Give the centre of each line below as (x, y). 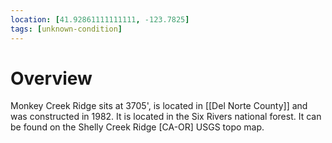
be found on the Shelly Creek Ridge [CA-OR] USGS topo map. (137, 127)
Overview (51, 78)
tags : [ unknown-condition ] (66, 29)
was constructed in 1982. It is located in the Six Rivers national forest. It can (166, 117)
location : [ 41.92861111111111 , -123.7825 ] (100, 19)
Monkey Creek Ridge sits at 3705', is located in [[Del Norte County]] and (159, 106)
